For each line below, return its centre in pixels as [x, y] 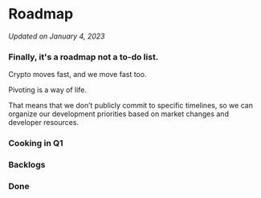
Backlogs [27, 165]
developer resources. [43, 123]
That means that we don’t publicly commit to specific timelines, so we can [130, 106]
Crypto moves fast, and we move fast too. [77, 75]
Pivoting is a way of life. [47, 90]
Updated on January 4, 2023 [57, 36]
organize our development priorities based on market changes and [118, 114]
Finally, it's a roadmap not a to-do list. [84, 57]
